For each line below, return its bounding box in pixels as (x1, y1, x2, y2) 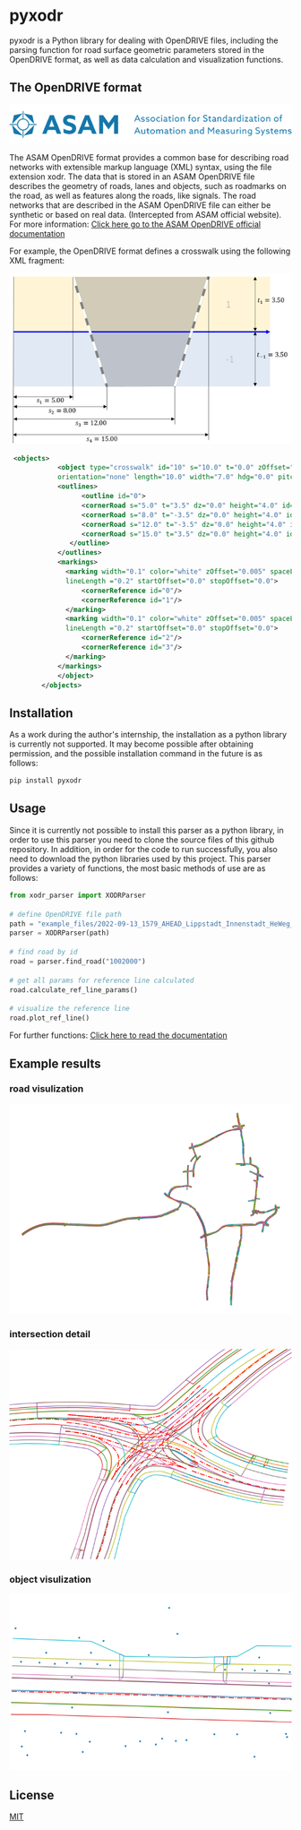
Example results (9, 1056, 101, 1071)
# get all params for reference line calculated (9, 976, 194, 985)
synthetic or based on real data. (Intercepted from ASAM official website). (9, 210, 282, 220)
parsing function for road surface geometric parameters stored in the (9, 44, 264, 55)
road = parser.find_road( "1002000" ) (9, 957, 146, 966)
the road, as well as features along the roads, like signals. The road (9, 190, 257, 202)
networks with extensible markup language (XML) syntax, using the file (9, 162, 272, 173)
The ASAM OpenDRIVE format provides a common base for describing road (9, 152, 289, 163)
